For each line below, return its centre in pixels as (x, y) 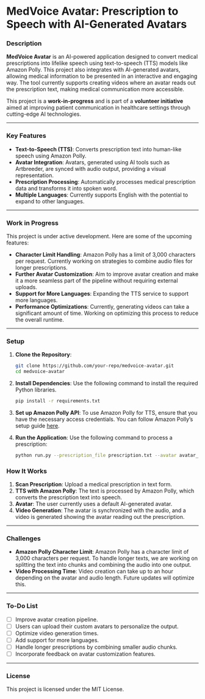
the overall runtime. (39, 320)
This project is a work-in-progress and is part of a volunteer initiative (95, 101)
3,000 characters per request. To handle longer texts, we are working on (106, 558)
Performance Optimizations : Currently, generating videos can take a (102, 307)
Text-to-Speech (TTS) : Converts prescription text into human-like (98, 149)
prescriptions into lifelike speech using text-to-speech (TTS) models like (97, 63)
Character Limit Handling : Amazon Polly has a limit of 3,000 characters (105, 255)
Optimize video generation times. (57, 633)
